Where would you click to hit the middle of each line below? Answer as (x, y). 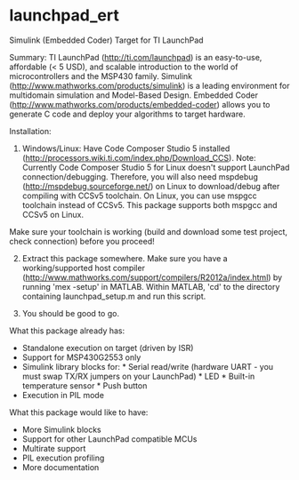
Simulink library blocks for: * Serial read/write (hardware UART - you (148, 366)
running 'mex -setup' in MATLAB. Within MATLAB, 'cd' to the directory (151, 286)
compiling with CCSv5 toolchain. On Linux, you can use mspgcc (139, 196)
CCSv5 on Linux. (53, 214)
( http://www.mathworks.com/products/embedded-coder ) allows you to (140, 104)
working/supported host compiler (83, 268)
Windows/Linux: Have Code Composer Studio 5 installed (126, 148)
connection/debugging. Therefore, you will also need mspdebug (140, 176)
